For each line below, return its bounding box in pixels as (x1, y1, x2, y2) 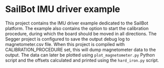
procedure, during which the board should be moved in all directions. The (5, 30, 156, 36)
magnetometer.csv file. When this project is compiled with (5, 41, 125, 47)
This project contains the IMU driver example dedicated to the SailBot (5, 20, 148, 26)
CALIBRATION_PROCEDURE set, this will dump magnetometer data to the (5, 46, 156, 52)
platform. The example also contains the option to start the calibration (5, 25, 149, 31)
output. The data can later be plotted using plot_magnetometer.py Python (5, 51, 155, 58)
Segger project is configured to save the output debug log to (5, 36, 130, 42)
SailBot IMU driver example (5, 3, 120, 15)
